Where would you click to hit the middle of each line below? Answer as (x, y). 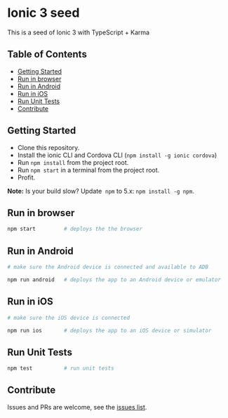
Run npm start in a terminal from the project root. (88, 170)
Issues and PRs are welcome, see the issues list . (77, 407)
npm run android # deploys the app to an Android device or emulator (114, 279)
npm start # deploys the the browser (75, 229)
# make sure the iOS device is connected (69, 318)
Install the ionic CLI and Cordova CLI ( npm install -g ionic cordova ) (117, 155)
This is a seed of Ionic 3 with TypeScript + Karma (78, 32)
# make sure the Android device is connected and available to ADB (108, 267)
